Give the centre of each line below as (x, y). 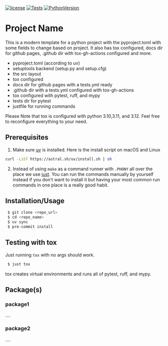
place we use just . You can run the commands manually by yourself (83, 174)
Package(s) (24, 290)
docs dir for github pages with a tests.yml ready (62, 84)
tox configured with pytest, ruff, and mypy (56, 95)
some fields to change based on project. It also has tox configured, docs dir (84, 48)
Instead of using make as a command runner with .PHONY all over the (82, 169)
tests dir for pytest (32, 101)
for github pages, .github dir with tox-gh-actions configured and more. (78, 53)
